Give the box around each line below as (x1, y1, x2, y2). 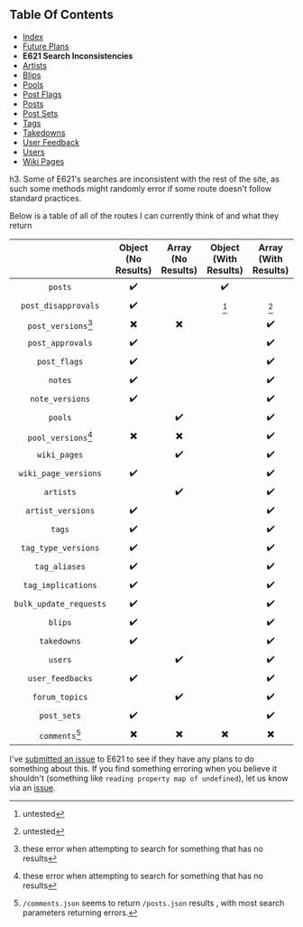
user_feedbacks (27, 673, 93, 684)
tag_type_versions (21, 543, 100, 554)
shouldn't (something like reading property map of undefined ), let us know (9, 772, 289, 783)
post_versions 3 (27, 318, 93, 332)
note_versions (30, 394, 91, 405)
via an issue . (9, 782, 56, 793)
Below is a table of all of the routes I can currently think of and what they (9, 210, 280, 220)
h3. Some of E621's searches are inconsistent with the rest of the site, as (9, 173, 280, 184)
